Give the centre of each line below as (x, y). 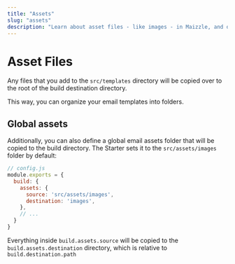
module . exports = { (36, 175)
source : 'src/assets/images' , (70, 194)
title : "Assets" (31, 14)
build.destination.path (42, 254)
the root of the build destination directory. (67, 88)
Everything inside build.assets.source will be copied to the (93, 240)
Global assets (38, 124)
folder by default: (32, 155)
